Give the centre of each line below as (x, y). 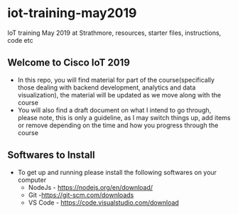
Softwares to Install (51, 155)
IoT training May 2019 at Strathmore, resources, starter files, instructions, (114, 33)
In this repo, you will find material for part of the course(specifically (116, 80)
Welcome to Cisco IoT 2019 (69, 63)
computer (32, 180)
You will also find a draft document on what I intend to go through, (114, 110)
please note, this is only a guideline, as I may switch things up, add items (124, 117)
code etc (20, 40)
